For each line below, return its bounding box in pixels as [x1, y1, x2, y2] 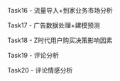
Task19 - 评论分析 [7, 51, 59, 59]
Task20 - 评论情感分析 [7, 66, 73, 74]
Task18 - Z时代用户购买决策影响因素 [7, 36, 113, 44]
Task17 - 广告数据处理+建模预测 [7, 21, 101, 30]
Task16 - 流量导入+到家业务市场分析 [7, 6, 113, 14]
